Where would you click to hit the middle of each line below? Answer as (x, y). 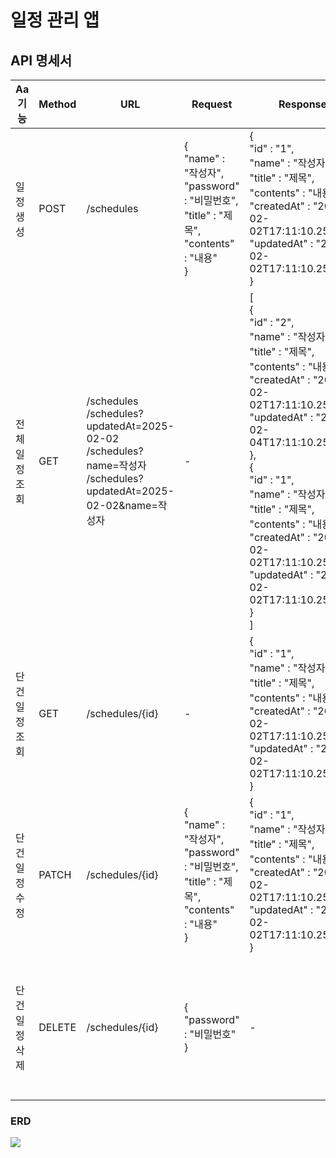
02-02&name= (122, 505)
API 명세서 (41, 60)
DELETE (57, 1027)
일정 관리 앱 (55, 20)
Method (57, 104)
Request (212, 104)
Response (303, 104)
